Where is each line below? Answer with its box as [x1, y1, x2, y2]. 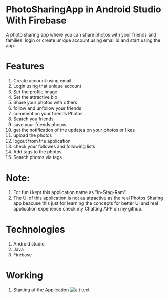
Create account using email [13, 77, 72, 83]
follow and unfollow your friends [13, 104, 81, 111]
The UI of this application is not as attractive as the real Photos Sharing [13, 195, 163, 201]
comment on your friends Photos [13, 110, 83, 116]
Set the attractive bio [13, 94, 58, 100]
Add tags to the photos [13, 148, 62, 155]
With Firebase [6, 14, 67, 26]
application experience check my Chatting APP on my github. [13, 205, 143, 212]
